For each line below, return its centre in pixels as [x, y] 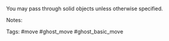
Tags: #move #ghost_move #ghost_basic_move [65, 31]
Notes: [14, 20]
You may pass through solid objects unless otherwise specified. [84, 9]
